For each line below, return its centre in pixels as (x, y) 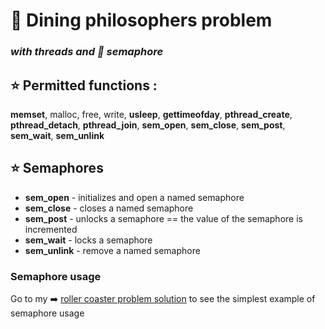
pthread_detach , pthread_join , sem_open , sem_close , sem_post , (148, 125)
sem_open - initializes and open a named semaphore (134, 197)
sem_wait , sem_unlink (57, 135)
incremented (51, 229)
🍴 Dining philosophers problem (141, 20)
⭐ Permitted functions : (84, 85)
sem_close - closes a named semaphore (109, 208)
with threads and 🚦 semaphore (87, 52)
